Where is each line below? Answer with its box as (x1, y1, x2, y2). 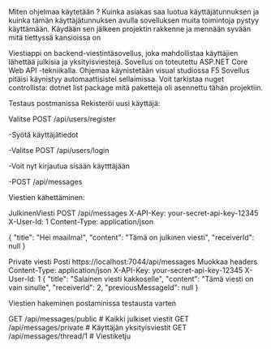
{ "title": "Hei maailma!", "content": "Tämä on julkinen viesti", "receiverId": (8, 232, 255, 242)
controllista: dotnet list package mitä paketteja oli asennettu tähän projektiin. (8, 83, 264, 92)
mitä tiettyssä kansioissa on (8, 32, 101, 42)
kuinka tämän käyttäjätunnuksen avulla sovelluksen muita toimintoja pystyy (8, 15, 260, 25)
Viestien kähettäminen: (8, 193, 85, 202)
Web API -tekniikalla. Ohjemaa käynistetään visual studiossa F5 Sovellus (8, 66, 250, 75)
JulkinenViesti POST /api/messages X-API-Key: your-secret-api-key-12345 (8, 208, 259, 218)
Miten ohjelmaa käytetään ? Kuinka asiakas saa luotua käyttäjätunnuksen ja (8, 7, 260, 16)
